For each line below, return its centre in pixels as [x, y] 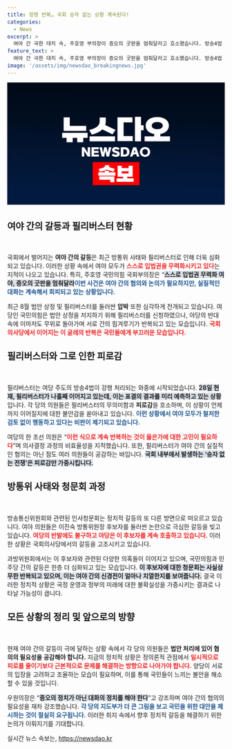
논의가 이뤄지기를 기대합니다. [46, 723]
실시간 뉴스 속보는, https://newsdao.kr [60, 738]
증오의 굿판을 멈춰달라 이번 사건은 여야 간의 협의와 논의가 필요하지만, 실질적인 [118, 283]
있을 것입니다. [40, 683]
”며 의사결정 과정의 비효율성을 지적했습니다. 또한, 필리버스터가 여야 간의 [109, 445]
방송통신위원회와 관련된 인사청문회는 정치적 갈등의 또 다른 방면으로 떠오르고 [109, 518]
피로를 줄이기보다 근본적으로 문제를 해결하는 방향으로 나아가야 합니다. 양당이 [109, 665]
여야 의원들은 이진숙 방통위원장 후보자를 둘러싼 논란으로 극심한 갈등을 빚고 [121, 527]
